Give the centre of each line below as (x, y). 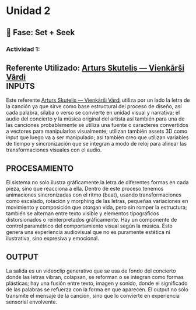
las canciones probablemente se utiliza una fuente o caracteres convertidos (97, 125)
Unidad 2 (28, 11)
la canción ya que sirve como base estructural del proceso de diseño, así (94, 106)
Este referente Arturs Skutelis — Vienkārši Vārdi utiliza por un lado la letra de (98, 100)
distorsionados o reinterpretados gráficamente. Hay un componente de (92, 220)
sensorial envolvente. (32, 302)
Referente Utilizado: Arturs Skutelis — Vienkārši (95, 68)
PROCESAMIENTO (40, 168)
